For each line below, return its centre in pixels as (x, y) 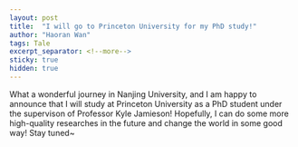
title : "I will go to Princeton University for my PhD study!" (133, 26)
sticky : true (34, 60)
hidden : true (34, 69)
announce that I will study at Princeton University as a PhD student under (146, 103)
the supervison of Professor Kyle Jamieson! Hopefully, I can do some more (149, 113)
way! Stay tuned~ (42, 132)
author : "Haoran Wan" (50, 34)
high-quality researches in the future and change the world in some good (146, 122)
